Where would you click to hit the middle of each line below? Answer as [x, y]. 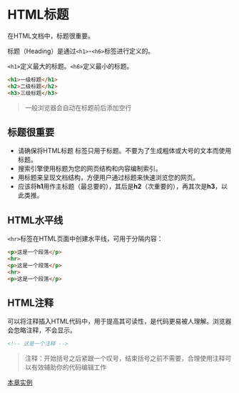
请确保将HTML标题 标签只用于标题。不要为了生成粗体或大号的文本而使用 [124, 151]
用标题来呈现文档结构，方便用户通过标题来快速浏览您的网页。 [108, 178]
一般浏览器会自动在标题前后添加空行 [78, 107]
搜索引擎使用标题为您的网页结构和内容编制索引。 [90, 169]
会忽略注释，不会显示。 [42, 330]
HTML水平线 [35, 220]
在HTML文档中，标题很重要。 [51, 36]
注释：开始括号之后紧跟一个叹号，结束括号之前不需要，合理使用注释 [125, 359]
